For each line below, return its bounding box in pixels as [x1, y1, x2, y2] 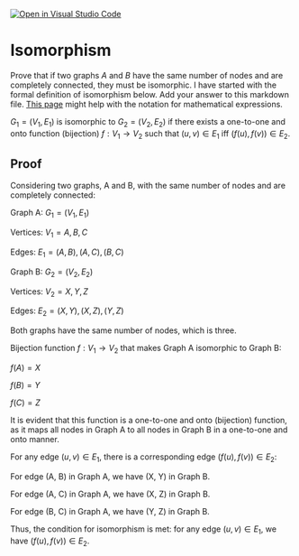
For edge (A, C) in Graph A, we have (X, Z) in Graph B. [10, 488, 211, 499]
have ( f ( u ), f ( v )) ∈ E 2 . [10, 535, 90, 548]
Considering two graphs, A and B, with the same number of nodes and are [10, 181, 286, 191]
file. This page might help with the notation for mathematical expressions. [10, 98, 283, 109]
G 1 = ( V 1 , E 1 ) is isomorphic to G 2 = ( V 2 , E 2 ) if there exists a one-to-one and [10, 116, 286, 129]
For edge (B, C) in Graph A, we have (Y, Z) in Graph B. [10, 505, 210, 516]
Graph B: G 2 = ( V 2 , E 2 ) [10, 266, 94, 279]
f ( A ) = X [10, 362, 41, 373]
